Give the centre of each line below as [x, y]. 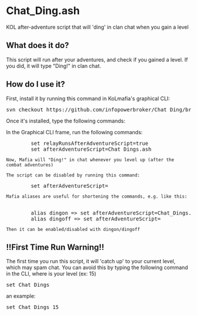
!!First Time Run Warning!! [55, 247]
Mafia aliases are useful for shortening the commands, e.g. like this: [97, 196]
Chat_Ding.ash [43, 11]
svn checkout [25, 109]
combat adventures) [30, 165]
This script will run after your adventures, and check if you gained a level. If [97, 59]
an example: [21, 296]
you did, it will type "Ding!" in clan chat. [54, 66]
